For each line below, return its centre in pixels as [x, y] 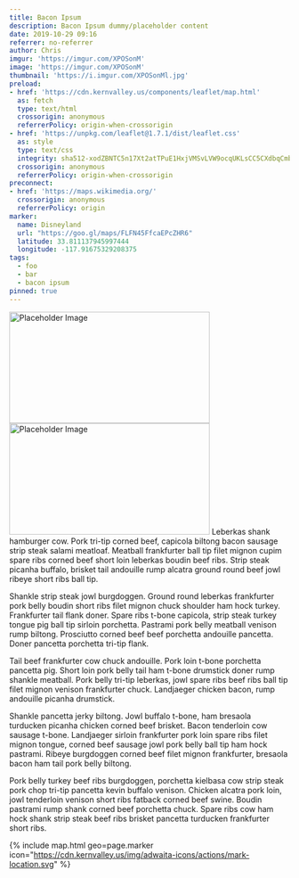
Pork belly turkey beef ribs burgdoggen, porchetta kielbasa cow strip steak [147, 780]
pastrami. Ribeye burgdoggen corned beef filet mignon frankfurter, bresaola [149, 753]
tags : [19, 258]
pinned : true [33, 291]
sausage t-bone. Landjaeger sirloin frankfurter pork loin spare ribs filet [139, 734]
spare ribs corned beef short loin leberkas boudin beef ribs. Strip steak [139, 560]
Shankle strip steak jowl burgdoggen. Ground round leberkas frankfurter [141, 596]
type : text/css [45, 150]
